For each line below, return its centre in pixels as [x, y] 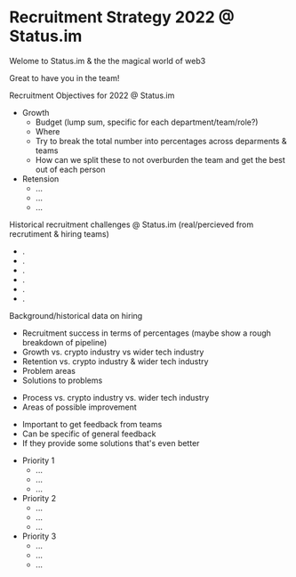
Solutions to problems [62, 380]
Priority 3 [39, 536]
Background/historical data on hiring [76, 315]
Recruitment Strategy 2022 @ [122, 17]
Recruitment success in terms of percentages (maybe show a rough [146, 333]
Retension [40, 179]
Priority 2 [39, 498]
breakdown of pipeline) [64, 342]
